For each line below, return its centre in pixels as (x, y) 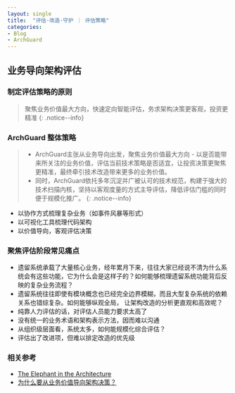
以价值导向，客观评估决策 (55, 231)
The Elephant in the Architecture (64, 373)
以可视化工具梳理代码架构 (55, 222)
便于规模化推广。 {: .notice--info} (83, 199)
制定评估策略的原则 (40, 92)
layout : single (30, 14)
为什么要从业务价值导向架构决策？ (67, 382)
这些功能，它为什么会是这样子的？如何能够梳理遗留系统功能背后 (129, 276)
